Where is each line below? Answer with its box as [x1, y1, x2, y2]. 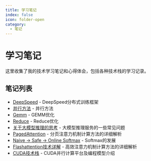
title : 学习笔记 [5, 7, 37, 13]
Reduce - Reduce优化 [12, 118, 59, 124]
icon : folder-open [5, 17, 45, 22]
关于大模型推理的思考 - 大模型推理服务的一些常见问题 [12, 124, 125, 130]
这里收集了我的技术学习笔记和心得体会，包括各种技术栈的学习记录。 [5, 68, 149, 74]
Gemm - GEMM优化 [12, 111, 55, 118]
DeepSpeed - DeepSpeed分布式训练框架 [12, 99, 99, 105]
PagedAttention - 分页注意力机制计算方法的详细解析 [12, 131, 122, 137]
